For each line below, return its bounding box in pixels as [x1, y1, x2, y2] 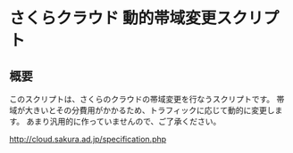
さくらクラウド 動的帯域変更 [9, 8, 217, 28]
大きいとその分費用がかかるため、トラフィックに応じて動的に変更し [24, 105, 275, 116]
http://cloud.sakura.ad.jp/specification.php [9, 134, 167, 144]
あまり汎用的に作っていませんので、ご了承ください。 [26, 117, 222, 126]
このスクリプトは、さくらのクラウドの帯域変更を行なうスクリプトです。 [9, 94, 275, 104]
